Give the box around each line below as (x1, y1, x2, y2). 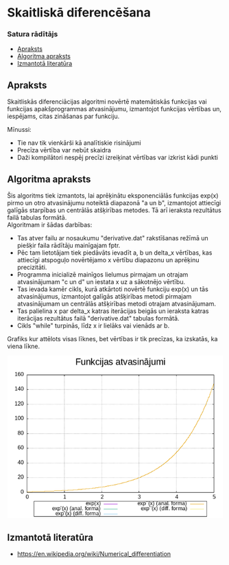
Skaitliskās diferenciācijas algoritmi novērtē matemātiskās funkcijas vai (7, 97, 207, 106)
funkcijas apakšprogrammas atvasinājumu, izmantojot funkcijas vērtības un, (7, 105, 221, 113)
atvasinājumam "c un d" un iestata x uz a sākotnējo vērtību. (16, 278, 186, 286)
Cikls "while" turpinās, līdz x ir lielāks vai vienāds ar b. (16, 321, 170, 330)
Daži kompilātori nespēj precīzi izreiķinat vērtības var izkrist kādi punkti (16, 153, 218, 162)
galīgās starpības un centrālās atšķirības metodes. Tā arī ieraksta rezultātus (7, 206, 221, 214)
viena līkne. (7, 342, 40, 351)
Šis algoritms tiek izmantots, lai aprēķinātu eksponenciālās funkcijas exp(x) (7, 192, 219, 200)
